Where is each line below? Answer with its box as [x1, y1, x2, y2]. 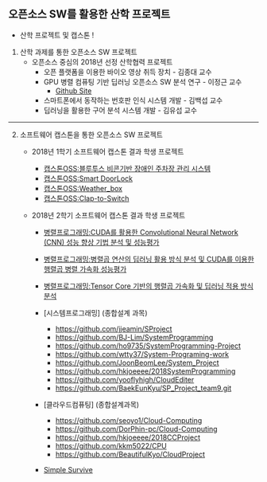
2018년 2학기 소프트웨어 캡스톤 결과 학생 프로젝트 [31, 210, 186, 220]
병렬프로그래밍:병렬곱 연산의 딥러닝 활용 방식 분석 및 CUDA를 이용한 [43, 254, 254, 264]
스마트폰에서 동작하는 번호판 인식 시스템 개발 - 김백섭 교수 [43, 95, 223, 105]
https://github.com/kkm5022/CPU [55, 441, 167, 450]
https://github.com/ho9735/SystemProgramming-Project [55, 341, 241, 351]
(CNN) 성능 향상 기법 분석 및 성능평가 [43, 237, 160, 247]
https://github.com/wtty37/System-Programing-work [55, 349, 229, 359]
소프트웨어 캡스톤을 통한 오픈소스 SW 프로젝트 [19, 130, 163, 139]
